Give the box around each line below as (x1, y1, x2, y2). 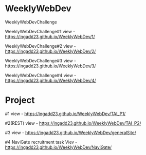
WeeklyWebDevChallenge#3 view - (5, 58, 76, 63)
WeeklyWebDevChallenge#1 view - (5, 28, 75, 34)
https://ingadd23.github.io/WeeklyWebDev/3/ (5, 63, 96, 69)
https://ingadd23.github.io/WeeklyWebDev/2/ (5, 48, 96, 54)
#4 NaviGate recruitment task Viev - (5, 139, 77, 145)
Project (5, 95, 35, 106)
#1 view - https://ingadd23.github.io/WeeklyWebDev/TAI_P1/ (5, 111, 126, 116)
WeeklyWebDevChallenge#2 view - (5, 43, 76, 49)
